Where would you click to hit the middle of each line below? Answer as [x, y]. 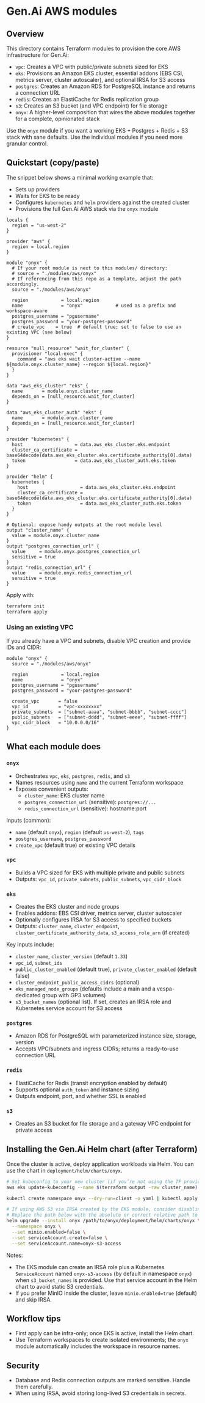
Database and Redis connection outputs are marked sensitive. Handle [103, 1380]
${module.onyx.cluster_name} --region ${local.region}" [79, 364]
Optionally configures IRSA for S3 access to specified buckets [93, 920]
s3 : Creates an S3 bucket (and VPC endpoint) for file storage [91, 106]
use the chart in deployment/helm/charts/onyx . [64, 1170]
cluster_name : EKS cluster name [64, 795]
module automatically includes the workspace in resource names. [98, 1346]
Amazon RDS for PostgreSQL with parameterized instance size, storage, [106, 1036]
